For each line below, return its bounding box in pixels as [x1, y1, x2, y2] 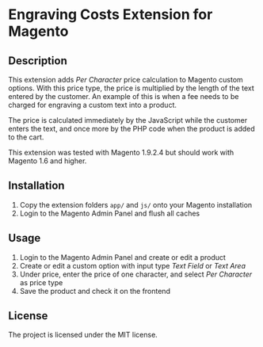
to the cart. [8, 132, 44, 142]
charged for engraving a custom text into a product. [8, 101, 177, 109]
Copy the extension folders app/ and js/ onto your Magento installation [19, 200, 253, 209]
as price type [19, 277, 63, 287]
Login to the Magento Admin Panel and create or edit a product [19, 252, 226, 262]
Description [8, 54, 67, 67]
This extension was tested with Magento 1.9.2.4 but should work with [8, 148, 234, 157]
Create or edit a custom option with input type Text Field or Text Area [19, 261, 246, 270]
